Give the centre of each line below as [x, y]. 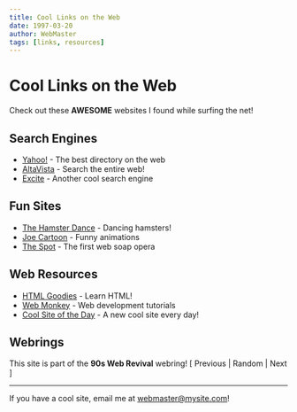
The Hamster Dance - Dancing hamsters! [97, 228]
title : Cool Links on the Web [65, 17]
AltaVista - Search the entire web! [83, 169]
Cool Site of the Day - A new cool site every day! [110, 315]
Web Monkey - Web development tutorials [99, 305]
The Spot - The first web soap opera [88, 246]
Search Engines [53, 138]
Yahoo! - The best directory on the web [94, 159]
